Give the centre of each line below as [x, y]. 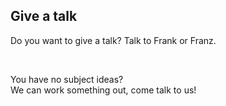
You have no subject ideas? [67, 79]
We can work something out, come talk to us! [103, 90]
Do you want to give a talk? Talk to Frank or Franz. [113, 40]
